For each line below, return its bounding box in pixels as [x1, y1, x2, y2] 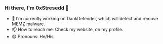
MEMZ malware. [11, 21, 45, 27]
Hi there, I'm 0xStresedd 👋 [4, 4, 69, 11]
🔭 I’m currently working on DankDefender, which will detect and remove [11, 16, 159, 22]
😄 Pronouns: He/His [11, 34, 54, 40]
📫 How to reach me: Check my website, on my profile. [11, 27, 123, 33]
